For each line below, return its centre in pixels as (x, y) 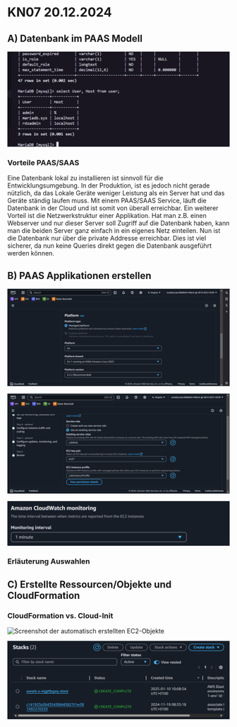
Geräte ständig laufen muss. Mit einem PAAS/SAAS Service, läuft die (107, 201)
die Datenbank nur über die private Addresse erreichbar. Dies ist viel (107, 239)
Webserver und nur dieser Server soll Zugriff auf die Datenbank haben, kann (119, 223)
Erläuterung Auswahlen (49, 561)
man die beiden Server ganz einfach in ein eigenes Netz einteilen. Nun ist (114, 231)
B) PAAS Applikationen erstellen (79, 276)
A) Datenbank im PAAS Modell (75, 39)
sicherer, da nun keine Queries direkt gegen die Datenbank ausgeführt (110, 246)
